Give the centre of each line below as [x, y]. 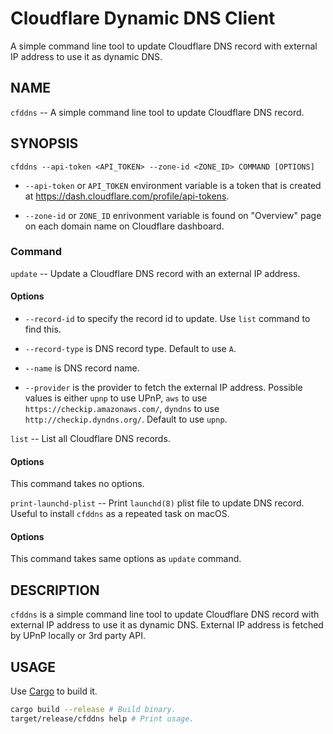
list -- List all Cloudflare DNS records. [90, 439]
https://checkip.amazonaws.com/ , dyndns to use [122, 409]
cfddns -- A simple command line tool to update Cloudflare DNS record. [157, 112]
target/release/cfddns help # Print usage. [102, 718]
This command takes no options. [77, 484]
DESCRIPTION [55, 590]
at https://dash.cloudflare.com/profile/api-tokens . [127, 196]
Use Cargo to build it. [54, 691]
